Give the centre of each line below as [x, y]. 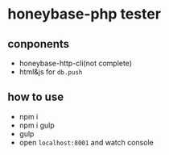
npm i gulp [37, 125]
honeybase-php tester [84, 14]
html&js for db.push [51, 72]
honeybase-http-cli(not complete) [75, 63]
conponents [39, 44]
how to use [36, 97]
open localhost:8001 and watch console [86, 142]
